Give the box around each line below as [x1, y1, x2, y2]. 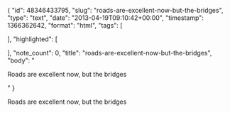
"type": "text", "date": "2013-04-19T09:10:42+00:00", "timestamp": [7, 14, 204, 22]
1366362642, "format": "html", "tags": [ [7, 21, 123, 29]
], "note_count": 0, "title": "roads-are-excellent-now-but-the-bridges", [7, 49, 212, 57]
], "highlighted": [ [7, 35, 58, 43]
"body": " [7, 56, 35, 65]
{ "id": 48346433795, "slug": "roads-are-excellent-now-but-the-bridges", [7, 6, 224, 14]
